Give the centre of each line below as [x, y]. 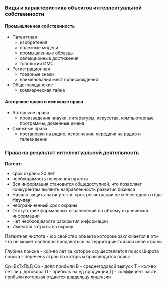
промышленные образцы [47, 53]
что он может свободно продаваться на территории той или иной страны [84, 241]
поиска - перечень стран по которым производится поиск [68, 256]
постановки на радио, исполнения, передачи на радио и [80, 134]
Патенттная [25, 37]
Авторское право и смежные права [44, 101]
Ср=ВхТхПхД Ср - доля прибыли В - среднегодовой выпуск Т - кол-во [81, 266]
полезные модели [39, 48]
